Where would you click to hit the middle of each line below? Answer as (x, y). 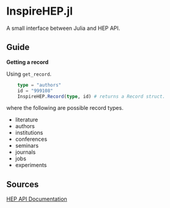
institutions (29, 133)
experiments (31, 165)
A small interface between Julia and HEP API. (63, 28)
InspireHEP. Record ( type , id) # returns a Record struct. (91, 96)
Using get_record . (29, 74)
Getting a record (28, 62)
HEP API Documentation (37, 199)
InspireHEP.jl (40, 11)
